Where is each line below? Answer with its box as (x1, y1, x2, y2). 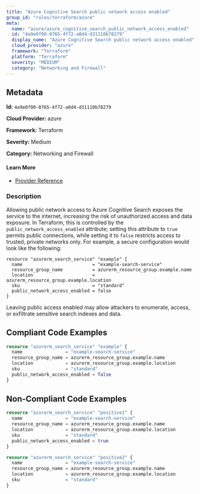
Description (6, 192, 41, 201)
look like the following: (6, 244, 62, 252)
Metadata (6, 87, 43, 97)
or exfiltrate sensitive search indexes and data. (6, 310, 122, 317)
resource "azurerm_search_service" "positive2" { (6, 454, 133, 460)
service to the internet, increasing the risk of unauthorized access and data (6, 212, 192, 220)
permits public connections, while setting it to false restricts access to (6, 232, 181, 239)
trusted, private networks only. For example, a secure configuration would (6, 238, 189, 245)
